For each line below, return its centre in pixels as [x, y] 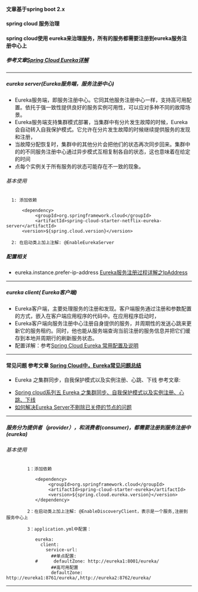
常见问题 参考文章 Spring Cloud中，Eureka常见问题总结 [74, 366]
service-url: [62, 549]
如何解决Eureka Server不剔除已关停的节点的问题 [73, 407]
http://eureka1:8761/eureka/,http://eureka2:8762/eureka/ [79, 578]
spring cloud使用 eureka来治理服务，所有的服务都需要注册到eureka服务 [94, 38]
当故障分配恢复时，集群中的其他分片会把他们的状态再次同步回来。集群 [100, 144]
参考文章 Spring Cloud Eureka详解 [47, 60]
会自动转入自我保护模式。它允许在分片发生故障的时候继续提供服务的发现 [102, 129]
